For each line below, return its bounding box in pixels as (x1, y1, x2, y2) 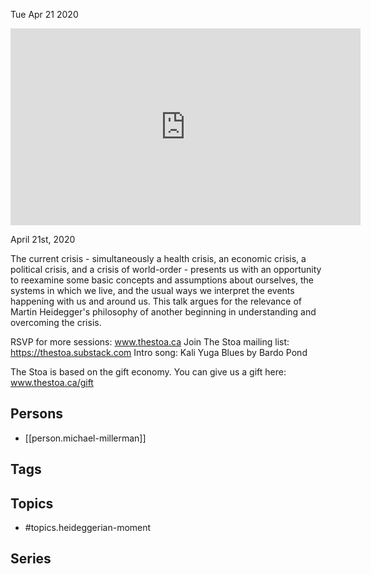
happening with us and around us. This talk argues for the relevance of (10, 295, 303, 307)
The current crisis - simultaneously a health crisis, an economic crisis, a (10, 253, 307, 264)
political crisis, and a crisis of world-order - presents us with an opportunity (10, 264, 322, 275)
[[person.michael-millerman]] (24, 432, 147, 444)
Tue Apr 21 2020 (10, 9, 79, 20)
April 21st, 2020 (10, 234, 76, 245)
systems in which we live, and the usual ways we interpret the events (10, 285, 295, 296)
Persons (10, 405, 63, 423)
